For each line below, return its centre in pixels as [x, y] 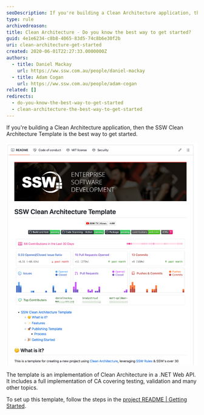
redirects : [20, 97]
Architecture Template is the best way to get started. [72, 133]
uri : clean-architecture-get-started [54, 45]
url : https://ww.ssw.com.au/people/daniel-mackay [81, 71]
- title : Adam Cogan [38, 77]
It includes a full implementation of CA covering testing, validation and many [101, 381]
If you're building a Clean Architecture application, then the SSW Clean [95, 127]
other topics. [22, 388]
